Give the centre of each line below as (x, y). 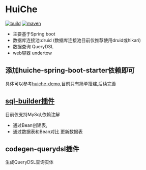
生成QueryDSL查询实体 (30, 162)
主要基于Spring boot (34, 33)
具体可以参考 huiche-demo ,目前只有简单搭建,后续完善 (61, 83)
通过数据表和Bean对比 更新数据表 (48, 131)
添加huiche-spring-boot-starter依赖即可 (70, 70)
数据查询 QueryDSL (33, 46)
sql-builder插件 (30, 101)
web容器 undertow (32, 53)
